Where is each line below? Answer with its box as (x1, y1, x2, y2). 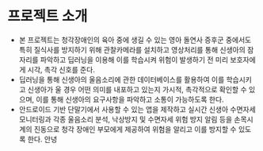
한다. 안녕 (27, 134, 58, 144)
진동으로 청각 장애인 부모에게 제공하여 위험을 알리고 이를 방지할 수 (33, 124, 237, 134)
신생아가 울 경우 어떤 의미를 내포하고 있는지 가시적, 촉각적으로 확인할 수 (27, 84, 247, 94)
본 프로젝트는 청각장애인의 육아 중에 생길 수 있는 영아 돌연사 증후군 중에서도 (18, 35, 252, 45)
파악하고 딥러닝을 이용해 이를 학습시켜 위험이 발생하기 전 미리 (40, 55, 229, 64)
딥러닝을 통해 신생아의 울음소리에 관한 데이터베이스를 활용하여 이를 (18, 75, 225, 84)
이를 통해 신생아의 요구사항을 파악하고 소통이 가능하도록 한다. (36, 95, 224, 104)
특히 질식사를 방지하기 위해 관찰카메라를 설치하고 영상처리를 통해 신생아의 (18, 45, 246, 54)
